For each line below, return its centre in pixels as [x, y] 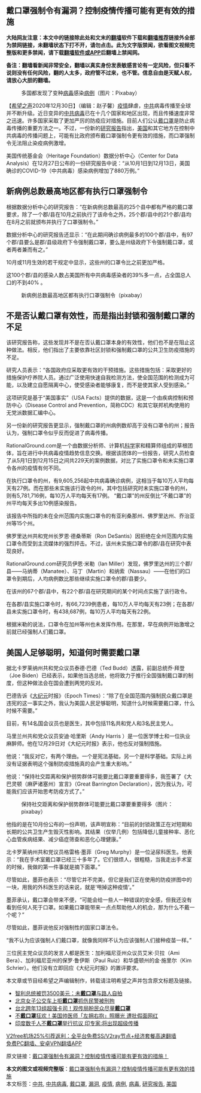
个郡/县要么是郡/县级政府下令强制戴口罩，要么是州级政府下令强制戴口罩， [97, 242]
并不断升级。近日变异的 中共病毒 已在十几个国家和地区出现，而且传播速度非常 [100, 113]
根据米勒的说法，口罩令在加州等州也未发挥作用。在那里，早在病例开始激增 [98, 625]
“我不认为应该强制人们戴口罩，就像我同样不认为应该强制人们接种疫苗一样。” [99, 940]
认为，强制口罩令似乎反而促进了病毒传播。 [59, 433]
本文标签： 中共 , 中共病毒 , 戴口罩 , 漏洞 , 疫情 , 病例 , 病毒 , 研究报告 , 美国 [92, 1084]
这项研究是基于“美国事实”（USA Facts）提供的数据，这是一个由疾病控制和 [97, 398]
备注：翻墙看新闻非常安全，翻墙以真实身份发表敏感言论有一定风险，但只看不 [100, 65]
